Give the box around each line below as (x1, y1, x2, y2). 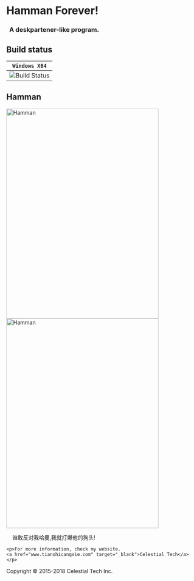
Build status (6, 44, 53, 55)
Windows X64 (12, 62, 47, 69)
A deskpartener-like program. (9, 26, 99, 34)
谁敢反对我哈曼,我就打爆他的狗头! (12, 533, 95, 541)
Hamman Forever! (6, 4, 99, 18)
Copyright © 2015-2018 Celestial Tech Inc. (6, 567, 113, 574)
